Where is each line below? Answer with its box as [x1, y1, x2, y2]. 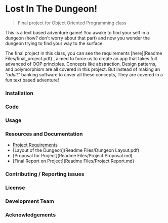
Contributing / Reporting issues [5, 170, 85, 177]
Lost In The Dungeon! [5, 3, 98, 15]
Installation [5, 90, 34, 97]
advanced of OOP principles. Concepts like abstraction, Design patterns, [5, 61, 157, 67]
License [5, 184, 25, 191]
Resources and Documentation [5, 130, 83, 137]
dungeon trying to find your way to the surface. [5, 40, 104, 46]
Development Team [5, 198, 54, 205]
